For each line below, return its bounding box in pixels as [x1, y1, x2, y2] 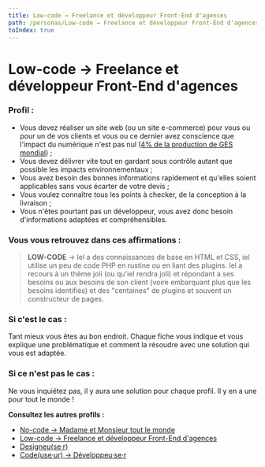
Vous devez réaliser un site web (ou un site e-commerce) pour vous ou [19, 123, 251, 132]
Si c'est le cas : [8, 314, 67, 325]
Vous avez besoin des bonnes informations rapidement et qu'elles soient [19, 172, 256, 182]
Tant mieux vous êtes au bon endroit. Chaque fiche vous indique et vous [8, 332, 244, 341]
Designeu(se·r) [19, 442, 69, 451]
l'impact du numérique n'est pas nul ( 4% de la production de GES [19, 139, 233, 149]
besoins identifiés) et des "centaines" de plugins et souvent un [27, 286, 232, 295]
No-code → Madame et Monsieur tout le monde [19, 424, 176, 434]
